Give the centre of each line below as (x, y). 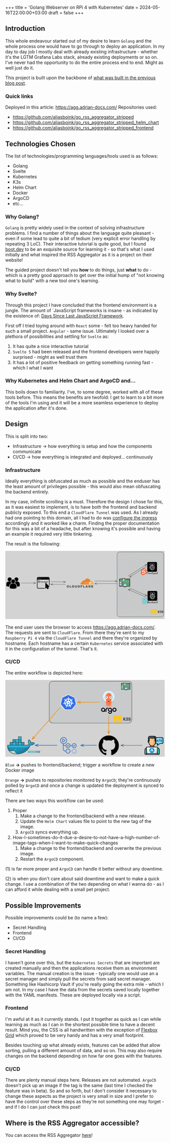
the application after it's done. (36, 408)
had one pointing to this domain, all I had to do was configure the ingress (81, 517)
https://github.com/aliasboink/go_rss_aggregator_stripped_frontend (83, 128)
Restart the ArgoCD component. (52, 859)
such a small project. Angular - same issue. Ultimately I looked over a (77, 331)
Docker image (20, 770)
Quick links (19, 96)
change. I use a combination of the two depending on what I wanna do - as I (85, 884)
